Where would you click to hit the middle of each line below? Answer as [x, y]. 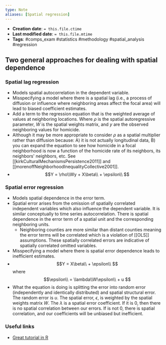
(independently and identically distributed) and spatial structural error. [84, 293]
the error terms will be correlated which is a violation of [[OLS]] [84, 235]
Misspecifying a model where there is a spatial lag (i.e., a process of [82, 98]
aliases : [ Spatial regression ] [38, 14]
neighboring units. [31, 225]
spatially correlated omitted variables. [58, 246]
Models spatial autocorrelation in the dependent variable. [71, 93]
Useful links [20, 327]
